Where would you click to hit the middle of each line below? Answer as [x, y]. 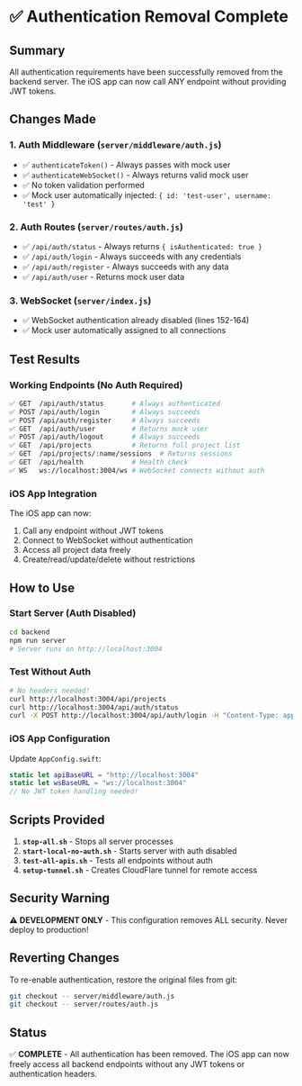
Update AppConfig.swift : [55, 758]
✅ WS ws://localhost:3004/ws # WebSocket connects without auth [137, 470]
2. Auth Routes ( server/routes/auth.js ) [97, 227]
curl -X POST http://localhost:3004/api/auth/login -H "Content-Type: [144, 716]
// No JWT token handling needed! [74, 792]
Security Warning [60, 898]
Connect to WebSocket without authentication [107, 540]
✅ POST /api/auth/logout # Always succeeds [105, 437]
